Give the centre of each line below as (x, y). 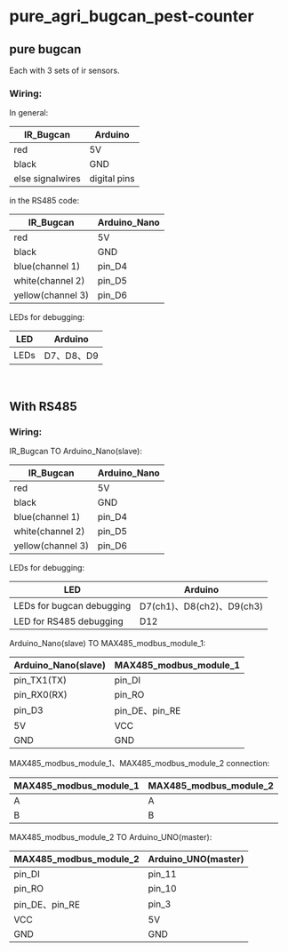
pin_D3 (28, 710)
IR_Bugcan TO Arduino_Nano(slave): (76, 451)
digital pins (112, 179)
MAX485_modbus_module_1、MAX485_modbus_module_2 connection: (140, 763)
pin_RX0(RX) (41, 694)
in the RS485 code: (44, 201)
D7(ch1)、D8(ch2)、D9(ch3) (201, 606)
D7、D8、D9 (72, 356)
